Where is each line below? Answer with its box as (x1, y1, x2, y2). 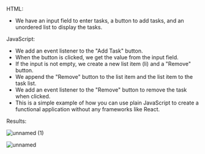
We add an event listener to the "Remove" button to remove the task (15, 86, 187, 94)
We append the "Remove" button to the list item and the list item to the (15, 73, 193, 80)
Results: (6, 117, 27, 125)
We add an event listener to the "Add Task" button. (15, 47, 143, 54)
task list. (15, 79, 37, 87)
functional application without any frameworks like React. (15, 106, 160, 112)
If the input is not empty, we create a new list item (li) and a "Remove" (15, 61, 192, 67)
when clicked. (15, 93, 51, 100)
